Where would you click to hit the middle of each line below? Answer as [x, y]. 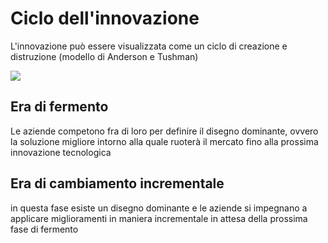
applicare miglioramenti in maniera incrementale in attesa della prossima [159, 218]
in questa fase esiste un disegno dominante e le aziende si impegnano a [159, 208]
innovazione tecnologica [61, 152]
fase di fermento [44, 229]
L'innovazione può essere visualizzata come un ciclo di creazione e [149, 46]
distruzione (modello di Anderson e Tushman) [104, 56]
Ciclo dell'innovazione [105, 18]
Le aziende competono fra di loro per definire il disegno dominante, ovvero [164, 131]
